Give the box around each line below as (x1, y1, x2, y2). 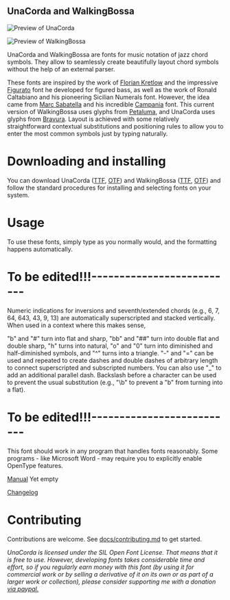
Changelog (7, 488, 38, 496)
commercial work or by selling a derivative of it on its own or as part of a (7, 570, 214, 578)
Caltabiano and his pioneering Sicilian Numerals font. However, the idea (7, 93, 210, 101)
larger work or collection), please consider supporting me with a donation (7, 577, 216, 586)
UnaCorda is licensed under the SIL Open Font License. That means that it (7, 548, 218, 556)
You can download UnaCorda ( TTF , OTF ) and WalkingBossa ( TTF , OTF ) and (7, 176, 221, 184)
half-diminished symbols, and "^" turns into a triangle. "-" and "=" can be (7, 348, 214, 357)
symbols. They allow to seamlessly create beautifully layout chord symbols (7, 58, 219, 66)
